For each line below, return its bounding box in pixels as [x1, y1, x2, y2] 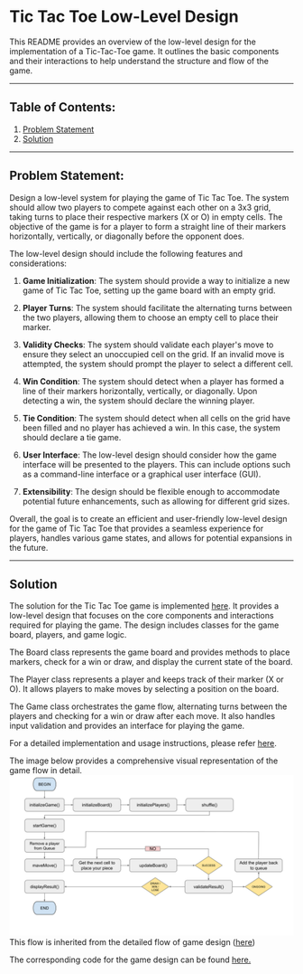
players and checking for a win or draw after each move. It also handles [9, 711, 276, 722]
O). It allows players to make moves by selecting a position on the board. [9, 684, 280, 695]
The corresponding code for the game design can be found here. [9, 954, 252, 965]
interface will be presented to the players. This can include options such [22, 459, 291, 469]
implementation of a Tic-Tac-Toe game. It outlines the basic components [9, 45, 280, 56]
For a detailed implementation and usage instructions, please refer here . [9, 738, 278, 749]
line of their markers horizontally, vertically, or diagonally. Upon [22, 385, 258, 396]
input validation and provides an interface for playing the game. [9, 721, 245, 732]
